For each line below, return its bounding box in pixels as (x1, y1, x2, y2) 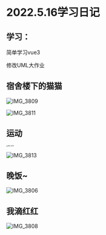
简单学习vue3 (6, 49, 41, 56)
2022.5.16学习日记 (6, 5, 100, 19)
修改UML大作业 (6, 62, 45, 68)
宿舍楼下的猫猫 (6, 81, 62, 91)
